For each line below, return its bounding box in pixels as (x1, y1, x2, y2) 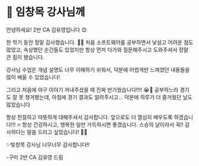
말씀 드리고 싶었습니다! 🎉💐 (26, 128, 88, 135)
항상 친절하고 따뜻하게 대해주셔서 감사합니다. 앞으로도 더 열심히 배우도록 (6, 113, 173, 120)
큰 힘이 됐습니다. (6, 53, 45, 60)
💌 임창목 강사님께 (6, 5, 85, 19)
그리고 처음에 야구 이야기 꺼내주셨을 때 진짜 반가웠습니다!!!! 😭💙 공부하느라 (6, 86, 179, 93)
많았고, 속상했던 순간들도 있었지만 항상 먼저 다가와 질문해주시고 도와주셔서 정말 (6, 46, 189, 53)
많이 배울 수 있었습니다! (6, 74, 61, 81)
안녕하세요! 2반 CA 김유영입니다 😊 (6, 26, 87, 33)
